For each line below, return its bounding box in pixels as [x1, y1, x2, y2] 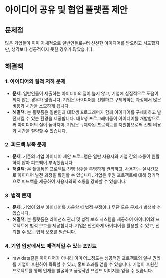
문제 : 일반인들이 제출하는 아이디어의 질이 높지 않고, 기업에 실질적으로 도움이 [12, 90, 159, 96]
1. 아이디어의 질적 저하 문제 [5, 78, 66, 85]
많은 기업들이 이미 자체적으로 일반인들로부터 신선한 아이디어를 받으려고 [5, 40, 142, 46]
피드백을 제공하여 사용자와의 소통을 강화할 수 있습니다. [21, 178, 127, 184]
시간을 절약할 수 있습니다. [17, 128, 67, 134]
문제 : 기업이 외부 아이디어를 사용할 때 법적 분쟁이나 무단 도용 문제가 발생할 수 [12, 204, 161, 210]
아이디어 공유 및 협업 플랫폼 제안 [5, 4, 128, 16]
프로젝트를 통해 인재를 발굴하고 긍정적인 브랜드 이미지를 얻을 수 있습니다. [12, 267, 153, 273]
